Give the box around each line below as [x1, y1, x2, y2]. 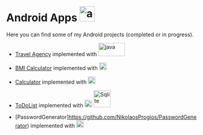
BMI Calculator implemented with [14, 64, 98, 72]
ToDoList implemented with [14, 101, 83, 108]
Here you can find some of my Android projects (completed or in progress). [6, 31, 194, 38]
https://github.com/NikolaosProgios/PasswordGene [68, 113, 197, 121]
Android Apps [6, 11, 77, 25]
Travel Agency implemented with [14, 50, 97, 57]
